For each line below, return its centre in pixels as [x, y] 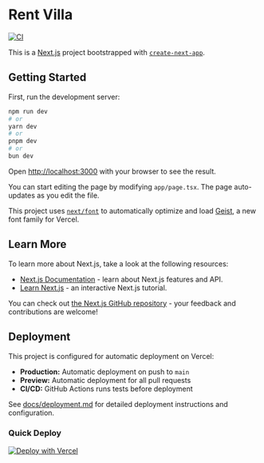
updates [22, 195]
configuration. [31, 413]
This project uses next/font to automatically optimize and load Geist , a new [132, 210]
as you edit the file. [68, 195]
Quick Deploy [35, 433]
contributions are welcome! [53, 311]
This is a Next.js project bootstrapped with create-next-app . [107, 52]
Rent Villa [41, 15]
